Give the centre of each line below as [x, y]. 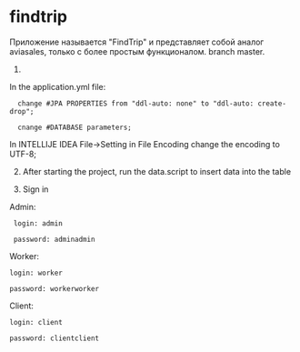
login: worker [36, 273]
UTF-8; [23, 154]
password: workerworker [55, 288]
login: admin [38, 223]
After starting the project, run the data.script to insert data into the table [157, 171]
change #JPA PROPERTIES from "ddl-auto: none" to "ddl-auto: [136, 103]
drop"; [22, 111]
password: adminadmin [54, 239]
